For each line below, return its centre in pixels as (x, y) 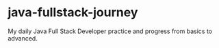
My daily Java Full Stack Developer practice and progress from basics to (110, 31)
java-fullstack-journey (73, 13)
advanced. (23, 38)
